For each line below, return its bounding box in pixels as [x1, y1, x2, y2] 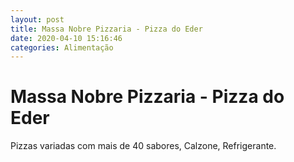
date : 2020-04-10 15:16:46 [10, 33, 123, 43]
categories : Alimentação [10, 42, 114, 53]
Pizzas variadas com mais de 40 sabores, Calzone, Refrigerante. [10, 140, 277, 152]
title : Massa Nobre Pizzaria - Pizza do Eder [10, 24, 203, 34]
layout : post [10, 14, 65, 25]
